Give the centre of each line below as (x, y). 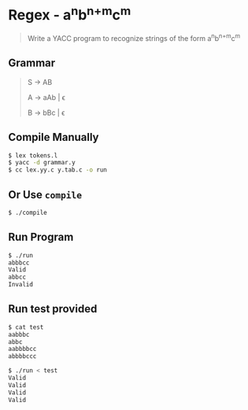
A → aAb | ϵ (46, 97)
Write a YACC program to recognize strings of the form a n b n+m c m (134, 37)
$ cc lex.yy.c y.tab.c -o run (58, 170)
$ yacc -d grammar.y (42, 163)
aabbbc (19, 334)
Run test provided (53, 309)
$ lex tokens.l (33, 155)
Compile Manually (54, 137)
